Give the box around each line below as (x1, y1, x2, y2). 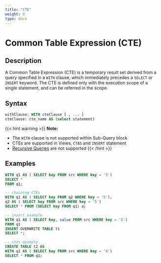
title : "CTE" (5, 7, 32, 12)
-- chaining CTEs (5, 190, 40, 195)
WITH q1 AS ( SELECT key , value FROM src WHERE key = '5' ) (5, 217, 128, 222)
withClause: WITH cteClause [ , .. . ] (5, 112, 84, 117)
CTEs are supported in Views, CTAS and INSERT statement (12, 140, 126, 146)
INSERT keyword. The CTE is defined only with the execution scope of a (5, 80, 148, 86)
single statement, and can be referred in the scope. (5, 85, 108, 91)
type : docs (5, 16, 27, 21)
